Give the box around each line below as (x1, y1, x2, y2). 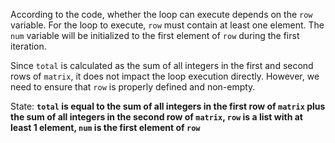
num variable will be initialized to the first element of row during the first (10, 30, 300, 41)
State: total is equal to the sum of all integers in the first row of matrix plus (10, 100, 326, 112)
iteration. (10, 40, 47, 52)
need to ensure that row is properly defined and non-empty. (10, 81, 256, 93)
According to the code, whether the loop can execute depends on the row (10, 9, 313, 20)
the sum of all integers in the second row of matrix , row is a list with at (10, 111, 303, 123)
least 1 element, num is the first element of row (10, 122, 201, 133)
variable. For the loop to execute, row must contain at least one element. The (10, 19, 325, 31)
